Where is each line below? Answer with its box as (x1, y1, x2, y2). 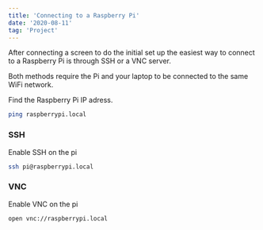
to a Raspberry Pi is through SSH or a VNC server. (8, 56, 172, 66)
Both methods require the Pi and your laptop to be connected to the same (8, 72, 249, 81)
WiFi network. (8, 80, 54, 89)
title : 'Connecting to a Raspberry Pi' (8, 11, 140, 20)
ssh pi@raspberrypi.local (8, 163, 93, 171)
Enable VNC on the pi (8, 199, 78, 209)
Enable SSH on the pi (8, 147, 78, 156)
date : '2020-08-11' (8, 19, 73, 27)
